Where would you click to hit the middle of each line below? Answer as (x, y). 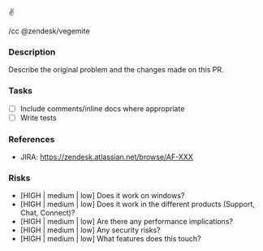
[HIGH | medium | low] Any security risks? (90, 230)
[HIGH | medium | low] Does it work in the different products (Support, (138, 204)
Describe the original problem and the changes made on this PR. (116, 70)
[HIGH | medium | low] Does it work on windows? (102, 196)
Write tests (38, 118)
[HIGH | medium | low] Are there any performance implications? (127, 222)
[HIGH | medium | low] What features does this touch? (110, 239)
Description (32, 52)
